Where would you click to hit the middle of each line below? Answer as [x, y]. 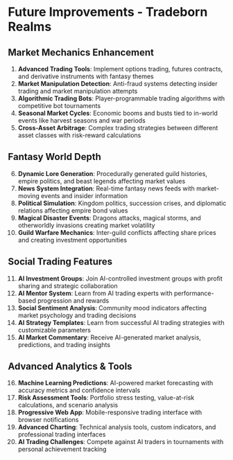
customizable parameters [54, 330]
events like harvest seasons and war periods [82, 121]
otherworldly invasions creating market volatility [86, 225]
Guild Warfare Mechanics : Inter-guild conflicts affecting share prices [117, 232]
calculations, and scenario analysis [68, 405]
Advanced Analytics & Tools [70, 367]
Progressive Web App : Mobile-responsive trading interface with [110, 412]
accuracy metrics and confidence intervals [79, 390]
